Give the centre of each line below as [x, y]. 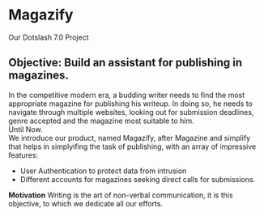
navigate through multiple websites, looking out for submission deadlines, [131, 112]
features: [23, 155]
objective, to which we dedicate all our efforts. [86, 203]
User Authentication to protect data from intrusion [103, 171]
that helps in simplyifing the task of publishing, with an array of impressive [132, 146]
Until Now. [26, 129]
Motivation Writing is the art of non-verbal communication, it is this [121, 195]
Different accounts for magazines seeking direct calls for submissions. [138, 179]
